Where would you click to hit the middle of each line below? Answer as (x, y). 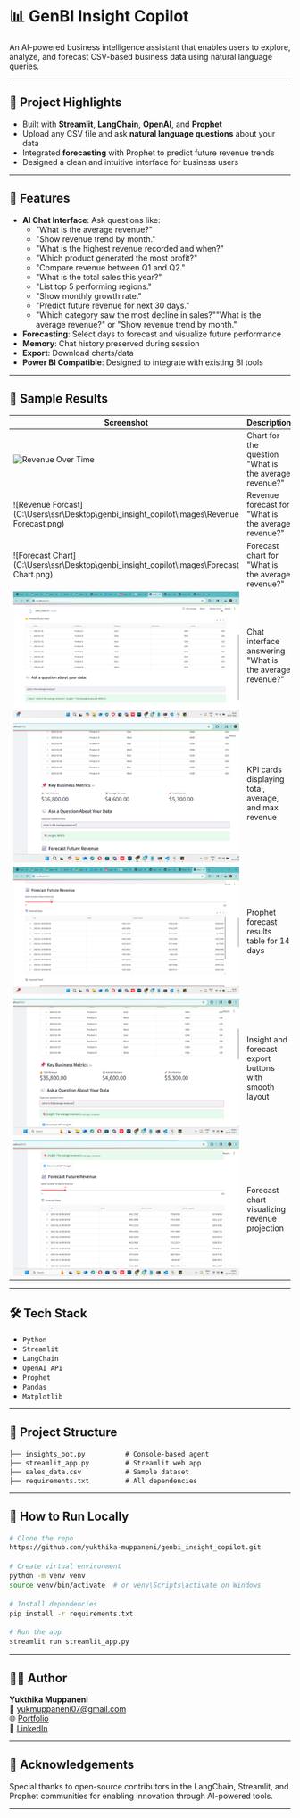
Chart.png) (33, 574)
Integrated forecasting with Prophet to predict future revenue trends (148, 153)
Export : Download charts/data (78, 353)
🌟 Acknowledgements (72, 1765)
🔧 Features (40, 199)
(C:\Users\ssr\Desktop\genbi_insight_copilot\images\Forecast (126, 564)
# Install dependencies (54, 1604)
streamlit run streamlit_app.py (69, 1642)
